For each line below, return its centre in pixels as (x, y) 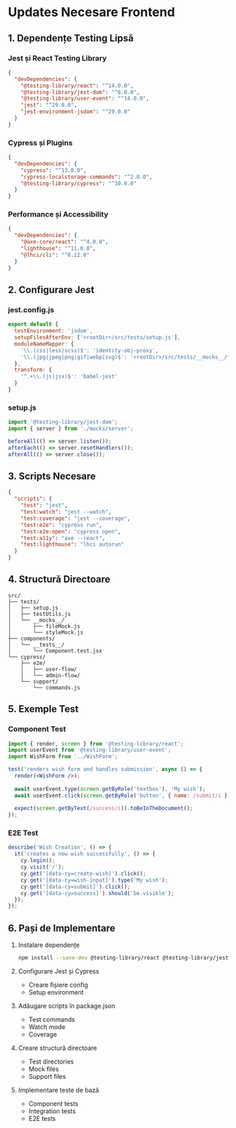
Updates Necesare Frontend (92, 12)
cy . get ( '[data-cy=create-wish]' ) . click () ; (83, 873)
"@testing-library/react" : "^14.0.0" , (77, 86)
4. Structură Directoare (59, 579)
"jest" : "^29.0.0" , (49, 105)
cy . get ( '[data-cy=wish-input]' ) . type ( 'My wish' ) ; (95, 880)
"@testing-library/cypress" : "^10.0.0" (79, 183)
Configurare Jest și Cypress (58, 971)
